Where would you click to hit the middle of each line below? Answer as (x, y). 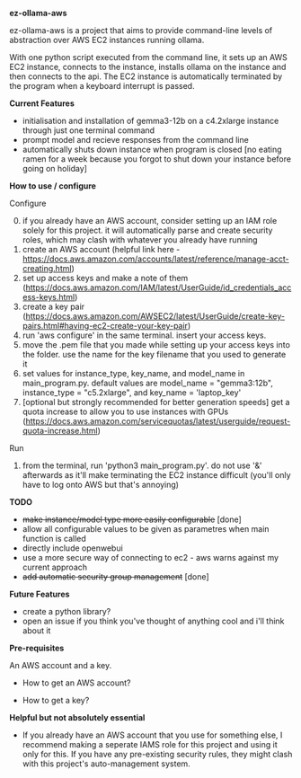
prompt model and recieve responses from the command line (135, 140)
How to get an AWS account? (76, 683)
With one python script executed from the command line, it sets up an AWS (148, 57)
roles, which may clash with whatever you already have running (140, 240)
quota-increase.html (60, 431)
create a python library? (66, 611)
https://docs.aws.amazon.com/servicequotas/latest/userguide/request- (158, 421)
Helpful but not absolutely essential (77, 717)
